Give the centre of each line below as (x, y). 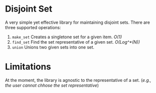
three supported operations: (33, 27)
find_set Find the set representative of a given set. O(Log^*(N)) (76, 42)
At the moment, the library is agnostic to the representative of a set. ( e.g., (78, 80)
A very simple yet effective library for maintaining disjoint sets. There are (78, 22)
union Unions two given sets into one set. (53, 47)
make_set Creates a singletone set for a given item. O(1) (67, 37)
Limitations (28, 67)
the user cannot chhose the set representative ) (52, 85)
